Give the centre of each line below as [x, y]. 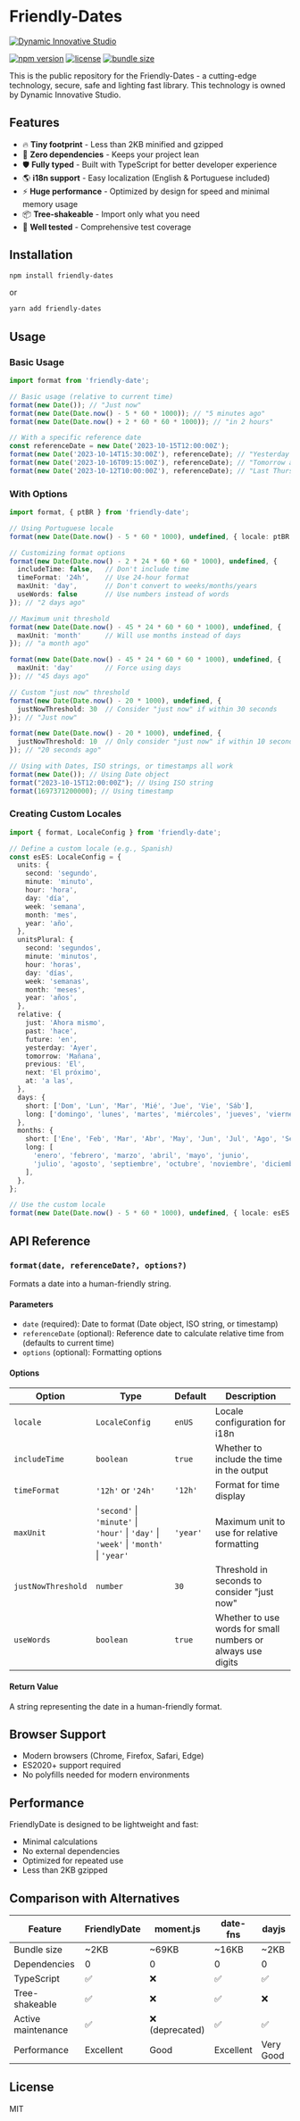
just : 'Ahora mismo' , [65, 1023]
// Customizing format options [67, 553]
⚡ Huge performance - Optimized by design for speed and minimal [146, 191]
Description [251, 1396]
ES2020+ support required [71, 1766]
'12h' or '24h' [125, 1491]
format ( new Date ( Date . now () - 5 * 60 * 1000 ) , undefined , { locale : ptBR [150, 536]
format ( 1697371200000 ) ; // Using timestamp [92, 791]
